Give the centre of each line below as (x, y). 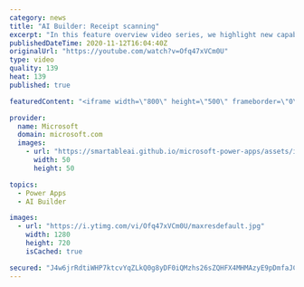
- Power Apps (42, 193)
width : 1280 (48, 235)
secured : (26, 268)
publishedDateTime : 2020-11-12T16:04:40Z (89, 43)
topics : (24, 185)
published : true (40, 85)
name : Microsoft (48, 126)
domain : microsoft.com (60, 135)
